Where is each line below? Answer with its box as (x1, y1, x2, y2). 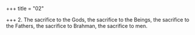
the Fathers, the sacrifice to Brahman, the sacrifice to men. (6, 23, 148, 29)
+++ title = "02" (6, 5, 44, 12)
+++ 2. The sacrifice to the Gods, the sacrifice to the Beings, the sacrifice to (6, 16, 190, 23)
